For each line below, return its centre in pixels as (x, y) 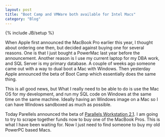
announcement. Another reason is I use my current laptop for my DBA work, (82, 58)
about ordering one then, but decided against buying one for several (75, 48)
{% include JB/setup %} (30, 33)
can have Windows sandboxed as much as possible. (58, 105)
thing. (11, 79)
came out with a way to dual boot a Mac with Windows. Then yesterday (78, 69)
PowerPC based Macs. (28, 130)
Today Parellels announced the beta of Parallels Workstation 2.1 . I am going (82, 114)
